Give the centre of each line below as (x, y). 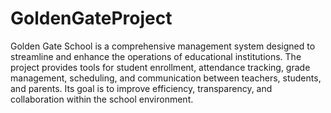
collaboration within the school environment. (102, 99)
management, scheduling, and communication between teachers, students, (166, 78)
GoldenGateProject (91, 18)
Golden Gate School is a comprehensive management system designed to (163, 46)
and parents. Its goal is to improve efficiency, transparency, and (141, 88)
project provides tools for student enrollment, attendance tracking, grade (160, 67)
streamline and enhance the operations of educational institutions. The (156, 56)
